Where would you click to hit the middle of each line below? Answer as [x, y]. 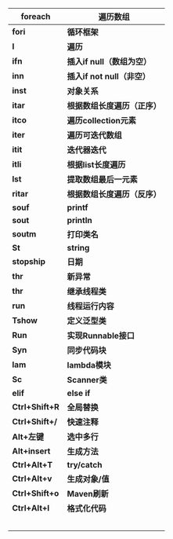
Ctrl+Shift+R [36, 407]
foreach [36, 16]
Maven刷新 [88, 494]
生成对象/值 [88, 479]
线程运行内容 [91, 306]
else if [79, 393]
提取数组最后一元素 [103, 180]
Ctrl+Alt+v [32, 478]
